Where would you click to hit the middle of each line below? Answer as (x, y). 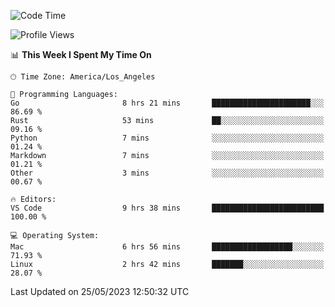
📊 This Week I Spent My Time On (81, 54)
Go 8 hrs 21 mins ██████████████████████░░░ (167, 103)
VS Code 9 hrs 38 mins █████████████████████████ (167, 208)
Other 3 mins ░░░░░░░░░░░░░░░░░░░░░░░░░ (167, 173)
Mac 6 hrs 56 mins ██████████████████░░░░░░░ (167, 247)
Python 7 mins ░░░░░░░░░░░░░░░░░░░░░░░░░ (167, 138)
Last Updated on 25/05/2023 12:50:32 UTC (100, 291)
